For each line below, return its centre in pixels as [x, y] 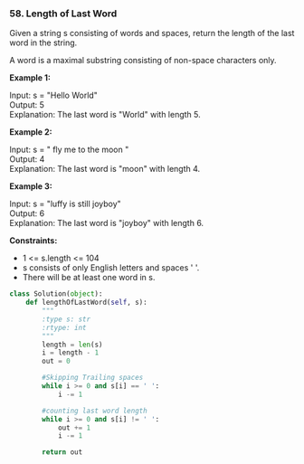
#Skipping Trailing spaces [93, 378]
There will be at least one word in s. [89, 278]
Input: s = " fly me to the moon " [69, 150]
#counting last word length [95, 411]
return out [62, 452]
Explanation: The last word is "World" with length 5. [105, 115]
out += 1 [74, 428]
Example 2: [31, 132]
